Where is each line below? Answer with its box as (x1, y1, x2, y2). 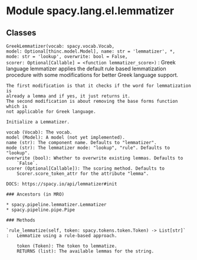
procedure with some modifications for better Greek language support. (6, 71, 179, 78)
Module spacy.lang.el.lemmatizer (6, 4, 175, 18)
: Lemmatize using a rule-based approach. (6, 233, 117, 239)
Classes (6, 28, 37, 38)
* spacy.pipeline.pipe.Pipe (6, 207, 75, 213)
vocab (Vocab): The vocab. (6, 129, 73, 135)
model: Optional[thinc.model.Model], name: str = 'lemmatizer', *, (6, 48, 176, 54)
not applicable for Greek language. (6, 109, 96, 115)
